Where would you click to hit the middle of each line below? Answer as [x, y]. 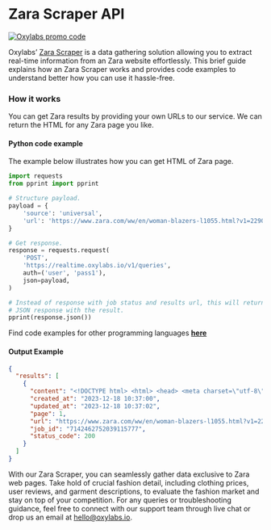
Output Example [36, 351]
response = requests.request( [59, 250]
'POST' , [35, 258]
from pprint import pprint [54, 184]
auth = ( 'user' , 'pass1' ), [65, 273]
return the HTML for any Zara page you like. [81, 125]
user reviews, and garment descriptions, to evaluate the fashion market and [134, 491]
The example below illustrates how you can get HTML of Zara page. [121, 162]
